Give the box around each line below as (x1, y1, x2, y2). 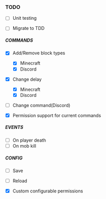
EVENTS (5, 124, 24, 130)
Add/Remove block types (12, 50, 66, 56)
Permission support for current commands (12, 112, 101, 118)
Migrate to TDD (12, 25, 45, 31)
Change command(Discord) (12, 102, 71, 108)
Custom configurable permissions (12, 188, 83, 194)
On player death (12, 137, 46, 143)
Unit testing (12, 15, 37, 21)
